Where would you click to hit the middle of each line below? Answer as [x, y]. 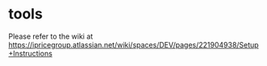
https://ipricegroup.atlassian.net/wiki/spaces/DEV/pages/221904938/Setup [134, 44]
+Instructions [30, 53]
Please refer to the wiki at [51, 36]
